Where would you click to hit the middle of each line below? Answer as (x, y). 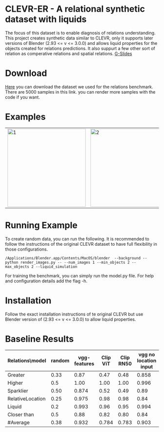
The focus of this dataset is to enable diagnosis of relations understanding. (80, 33)
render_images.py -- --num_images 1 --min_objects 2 (75, 262)
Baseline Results (40, 339)
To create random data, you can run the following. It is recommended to (77, 239)
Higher (15, 383)
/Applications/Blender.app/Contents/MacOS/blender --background (73, 258)
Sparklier (18, 391)
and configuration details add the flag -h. (46, 281)
